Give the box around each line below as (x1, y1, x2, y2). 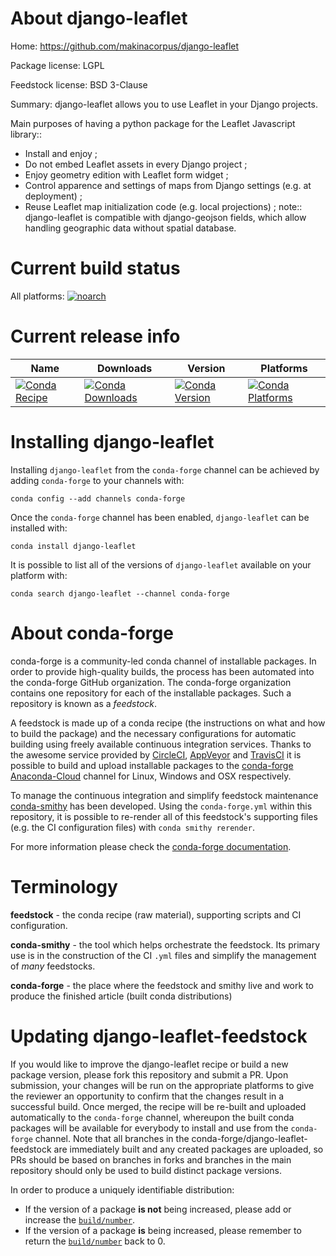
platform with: (10, 569, 68, 581)
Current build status (10, 257, 181, 280)
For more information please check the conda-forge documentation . (10, 840, 292, 852)
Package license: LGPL (10, 59, 105, 71)
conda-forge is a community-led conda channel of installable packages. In (10, 655, 317, 667)
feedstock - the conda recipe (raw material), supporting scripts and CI (10, 908, 302, 921)
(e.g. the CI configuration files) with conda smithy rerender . (10, 821, 255, 833)
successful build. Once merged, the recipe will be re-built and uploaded (10, 1100, 307, 1112)
